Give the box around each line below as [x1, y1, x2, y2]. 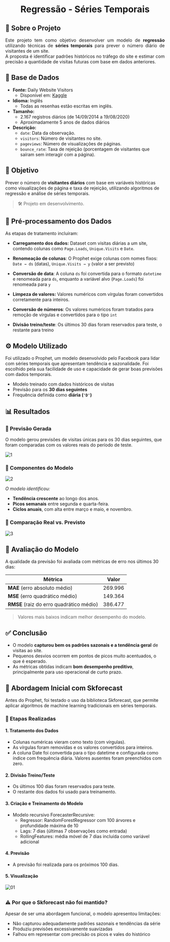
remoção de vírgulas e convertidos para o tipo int [12, 312, 117, 318]
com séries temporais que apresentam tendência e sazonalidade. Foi [5, 361, 149, 367]
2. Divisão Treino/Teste [5, 772, 55, 778]
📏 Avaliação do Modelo [5, 545, 79, 553]
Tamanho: [12, 108, 34, 115]
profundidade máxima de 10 [20, 822, 78, 828]
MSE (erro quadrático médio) [8, 593, 77, 600]
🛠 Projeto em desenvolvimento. [17, 200, 84, 206]
